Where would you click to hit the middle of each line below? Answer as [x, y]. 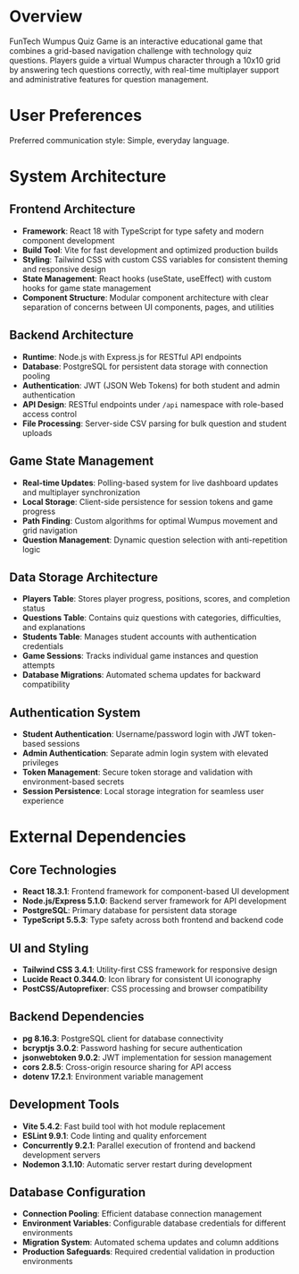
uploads [37, 432]
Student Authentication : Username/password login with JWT [136, 734]
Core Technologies [63, 870]
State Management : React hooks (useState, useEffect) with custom [147, 278]
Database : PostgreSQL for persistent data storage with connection [145, 366]
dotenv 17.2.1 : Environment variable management [112, 1076]
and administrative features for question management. [109, 79]
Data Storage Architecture [84, 577]
